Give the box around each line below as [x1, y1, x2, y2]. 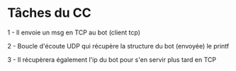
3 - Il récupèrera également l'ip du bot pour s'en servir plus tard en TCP [7, 55, 217, 64]
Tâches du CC [7, 5, 91, 21]
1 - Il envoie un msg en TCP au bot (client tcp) [7, 28, 140, 37]
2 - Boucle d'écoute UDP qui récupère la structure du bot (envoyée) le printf [7, 41, 230, 50]
